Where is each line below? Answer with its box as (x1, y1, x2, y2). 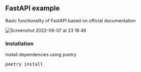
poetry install (5, 61, 43, 67)
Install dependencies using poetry (5, 52, 77, 58)
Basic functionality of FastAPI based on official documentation (5, 17, 136, 23)
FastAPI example (5, 4, 60, 13)
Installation (5, 40, 34, 47)
